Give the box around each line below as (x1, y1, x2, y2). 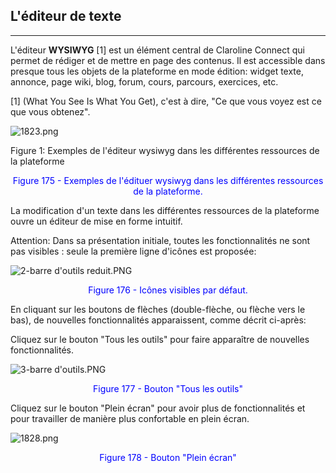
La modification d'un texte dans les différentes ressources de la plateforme (10, 204, 320, 216)
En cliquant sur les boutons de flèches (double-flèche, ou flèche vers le (10, 303, 306, 315)
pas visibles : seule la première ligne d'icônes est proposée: (10, 245, 257, 257)
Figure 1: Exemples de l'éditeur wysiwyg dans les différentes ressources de (10, 144, 320, 156)
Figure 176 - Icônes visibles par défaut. (88, 284, 248, 296)
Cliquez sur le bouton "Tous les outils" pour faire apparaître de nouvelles (10, 333, 310, 345)
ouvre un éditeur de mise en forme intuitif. (10, 215, 183, 227)
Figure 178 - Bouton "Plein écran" (99, 451, 237, 463)
